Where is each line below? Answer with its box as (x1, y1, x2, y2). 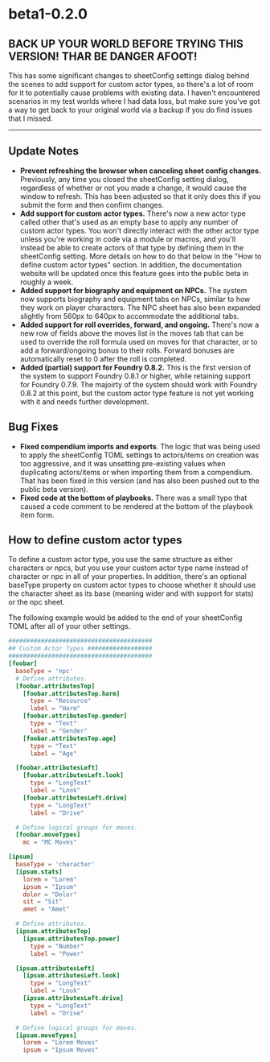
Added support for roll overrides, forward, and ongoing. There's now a (19, 320, 260, 329)
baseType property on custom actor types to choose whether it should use (8, 581, 256, 590)
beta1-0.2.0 (8, 5, 88, 23)
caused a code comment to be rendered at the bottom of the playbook (19, 501, 254, 511)
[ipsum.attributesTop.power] (22, 935, 121, 943)
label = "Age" (29, 750, 78, 758)
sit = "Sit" (22, 898, 63, 906)
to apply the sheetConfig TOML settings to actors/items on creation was (19, 450, 260, 460)
